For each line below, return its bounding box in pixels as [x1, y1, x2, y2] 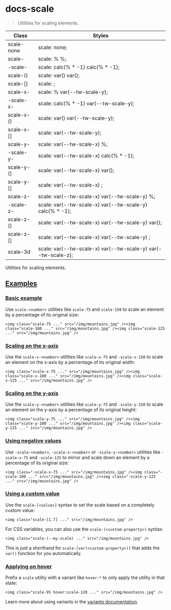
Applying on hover [5, 563, 52, 570]
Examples [5, 279, 37, 288]
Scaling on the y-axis [5, 389, 59, 396]
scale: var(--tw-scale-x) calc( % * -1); [38, 152, 134, 159]
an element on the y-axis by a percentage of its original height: [5, 407, 137, 413]
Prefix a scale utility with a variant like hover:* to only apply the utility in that [5, 574, 165, 581]
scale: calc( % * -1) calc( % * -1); [38, 63, 120, 70]
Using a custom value [5, 490, 60, 497]
